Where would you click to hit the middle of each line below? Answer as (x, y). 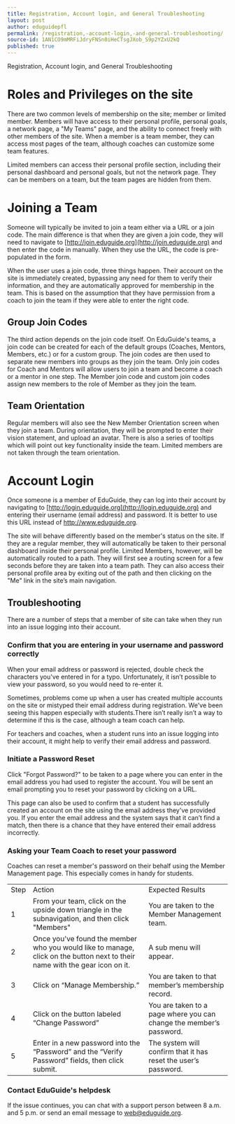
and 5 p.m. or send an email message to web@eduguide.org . (95, 1113)
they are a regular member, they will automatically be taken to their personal (117, 543)
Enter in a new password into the (86, 1043)
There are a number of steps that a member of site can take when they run (115, 620)
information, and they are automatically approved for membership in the (111, 285)
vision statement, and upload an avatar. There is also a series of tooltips (111, 438)
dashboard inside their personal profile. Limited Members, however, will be (115, 551)
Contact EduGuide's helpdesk (59, 1090)
